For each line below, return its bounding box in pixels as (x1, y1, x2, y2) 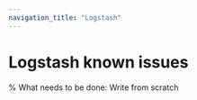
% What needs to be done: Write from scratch (8, 82, 179, 93)
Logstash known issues (8, 51, 189, 72)
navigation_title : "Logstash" (8, 13, 122, 23)
